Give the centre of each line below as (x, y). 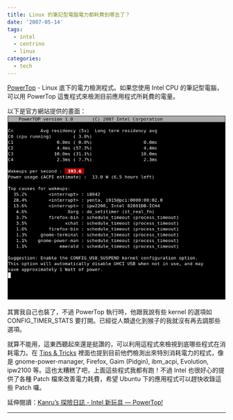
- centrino (29, 44)
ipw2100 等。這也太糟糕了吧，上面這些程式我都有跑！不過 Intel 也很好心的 (113, 370)
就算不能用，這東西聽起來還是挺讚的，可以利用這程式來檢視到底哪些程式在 (113, 344)
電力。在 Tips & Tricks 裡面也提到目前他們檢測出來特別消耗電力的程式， (115, 353)
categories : (24, 59)
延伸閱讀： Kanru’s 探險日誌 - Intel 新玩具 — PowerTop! (85, 402)
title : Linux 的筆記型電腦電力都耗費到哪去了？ (69, 15)
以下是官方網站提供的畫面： (47, 111)
